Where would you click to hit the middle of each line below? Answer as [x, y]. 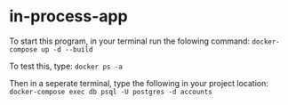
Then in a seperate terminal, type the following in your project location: [139, 83]
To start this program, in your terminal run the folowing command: [130, 41]
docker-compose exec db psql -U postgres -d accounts [111, 92]
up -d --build [67, 49]
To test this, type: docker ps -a [66, 66]
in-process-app [68, 16]
